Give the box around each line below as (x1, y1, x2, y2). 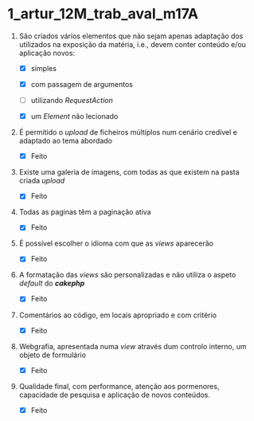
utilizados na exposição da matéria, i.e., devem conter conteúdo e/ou (18, 39, 246, 49)
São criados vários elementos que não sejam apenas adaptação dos (18, 31, 244, 41)
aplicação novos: (18, 48, 76, 57)
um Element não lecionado (30, 112, 119, 121)
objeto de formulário (18, 350, 87, 360)
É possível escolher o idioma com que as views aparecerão (18, 238, 214, 248)
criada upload (18, 176, 65, 186)
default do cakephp (18, 278, 85, 288)
